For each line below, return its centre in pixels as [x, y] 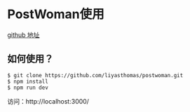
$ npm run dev [28, 88]
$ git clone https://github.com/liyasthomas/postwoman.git [95, 75]
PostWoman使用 [56, 14]
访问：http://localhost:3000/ [48, 101]
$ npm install [28, 81]
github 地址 [23, 35]
